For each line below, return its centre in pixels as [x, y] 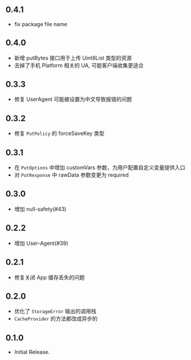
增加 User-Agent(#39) [41, 243]
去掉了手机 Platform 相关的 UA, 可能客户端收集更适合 [79, 65]
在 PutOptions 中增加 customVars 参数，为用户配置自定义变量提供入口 [100, 168]
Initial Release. [32, 352]
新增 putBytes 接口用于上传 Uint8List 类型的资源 [73, 58]
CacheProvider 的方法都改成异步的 [56, 319]
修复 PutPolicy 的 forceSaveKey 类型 [59, 134]
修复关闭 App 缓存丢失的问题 [49, 277]
